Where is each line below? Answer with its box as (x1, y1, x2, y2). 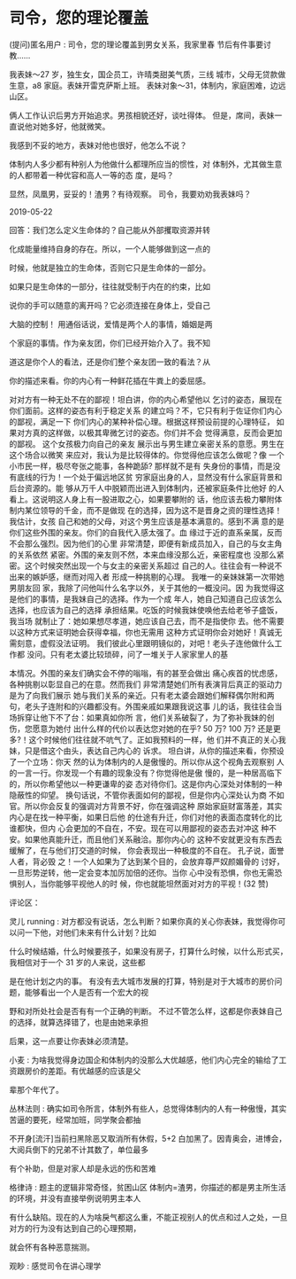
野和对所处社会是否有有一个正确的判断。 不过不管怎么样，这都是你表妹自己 (9, 1005, 283, 1016)
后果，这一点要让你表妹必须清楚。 (9, 1035, 133, 1046)
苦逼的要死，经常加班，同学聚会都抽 (9, 1114, 141, 1125)
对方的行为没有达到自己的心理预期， (9, 1222, 141, 1233)
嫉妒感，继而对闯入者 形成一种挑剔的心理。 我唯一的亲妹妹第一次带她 (32, 571, 285, 581)
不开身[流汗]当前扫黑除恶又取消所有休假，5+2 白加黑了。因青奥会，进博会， (9, 1133, 287, 1143)
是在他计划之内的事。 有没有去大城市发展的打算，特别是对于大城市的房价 (9, 976, 275, 987)
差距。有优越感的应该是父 (47, 1065, 141, 1076)
